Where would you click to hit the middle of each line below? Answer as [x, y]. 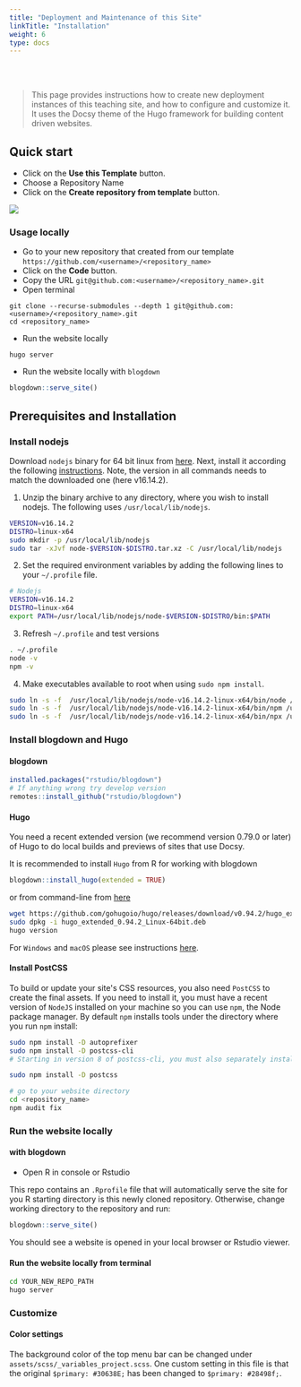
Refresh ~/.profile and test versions [90, 633]
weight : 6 [28, 34]
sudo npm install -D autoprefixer [74, 1042]
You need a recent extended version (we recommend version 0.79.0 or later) [150, 837]
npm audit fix [36, 1108]
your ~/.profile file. [60, 575]
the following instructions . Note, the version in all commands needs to [138, 470]
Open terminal [48, 290]
